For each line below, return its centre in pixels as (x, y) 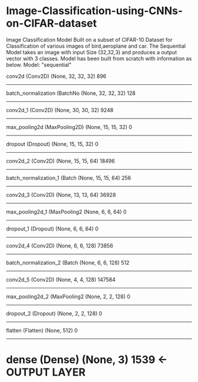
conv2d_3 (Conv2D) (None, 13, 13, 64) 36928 (61, 195)
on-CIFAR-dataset (52, 23)
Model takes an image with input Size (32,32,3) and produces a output (92, 52)
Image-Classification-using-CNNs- (95, 11)
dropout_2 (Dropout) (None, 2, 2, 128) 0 (54, 313)
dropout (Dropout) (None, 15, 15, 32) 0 (52, 144)
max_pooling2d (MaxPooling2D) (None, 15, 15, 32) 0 (69, 127)
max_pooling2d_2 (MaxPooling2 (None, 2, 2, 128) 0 (68, 297)
